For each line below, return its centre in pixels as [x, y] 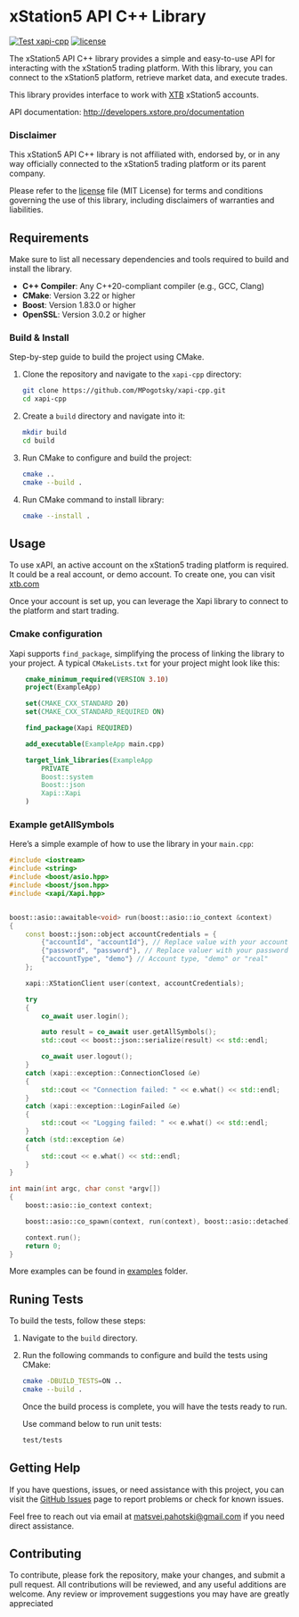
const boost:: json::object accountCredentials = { [121, 934]
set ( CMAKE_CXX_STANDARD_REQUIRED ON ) [95, 712]
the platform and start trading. [64, 611]
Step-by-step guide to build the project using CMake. [107, 357]
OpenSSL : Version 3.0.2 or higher [84, 315]
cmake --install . [56, 516]
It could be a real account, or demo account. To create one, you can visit [142, 575]
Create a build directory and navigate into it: [103, 416]
